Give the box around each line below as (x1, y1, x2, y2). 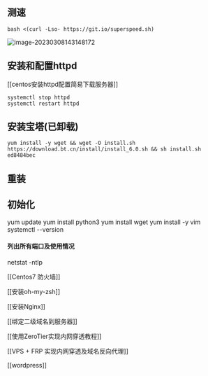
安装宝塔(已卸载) (7, 121, 79, 133)
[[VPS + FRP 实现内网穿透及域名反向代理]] (7, 347, 129, 355)
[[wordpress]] (7, 361, 47, 369)
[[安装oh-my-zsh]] (7, 287, 61, 295)
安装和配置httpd (7, 60, 77, 72)
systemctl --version (7, 225, 64, 233)
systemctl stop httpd (7, 94, 70, 101)
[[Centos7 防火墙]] (7, 272, 61, 281)
